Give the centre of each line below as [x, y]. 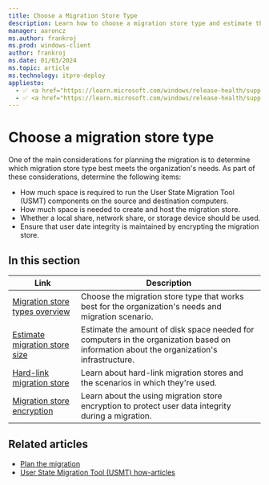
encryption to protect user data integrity [156, 406]
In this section [44, 261]
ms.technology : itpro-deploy [57, 75]
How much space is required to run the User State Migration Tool [127, 193]
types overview [41, 312]
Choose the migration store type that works [163, 296]
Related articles [48, 444]
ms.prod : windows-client [50, 46]
